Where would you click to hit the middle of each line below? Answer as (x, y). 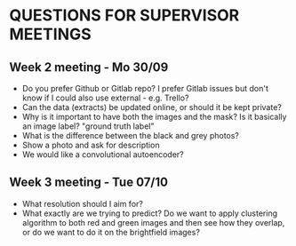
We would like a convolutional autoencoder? (103, 155)
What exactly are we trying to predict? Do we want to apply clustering (150, 213)
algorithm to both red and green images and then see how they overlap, (153, 222)
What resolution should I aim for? (83, 203)
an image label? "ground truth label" (88, 126)
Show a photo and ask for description (91, 145)
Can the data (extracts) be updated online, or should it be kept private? (152, 107)
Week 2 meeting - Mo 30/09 (89, 67)
